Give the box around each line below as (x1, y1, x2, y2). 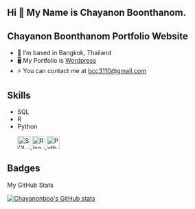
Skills (7, 89, 31, 101)
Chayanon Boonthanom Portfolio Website (7, 30, 189, 42)
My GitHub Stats (7, 181, 54, 189)
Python (16, 122, 38, 131)
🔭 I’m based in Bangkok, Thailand (16, 49, 112, 57)
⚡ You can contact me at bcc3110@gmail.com (16, 67, 146, 75)
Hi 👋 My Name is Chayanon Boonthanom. (7, 7, 187, 19)
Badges (7, 163, 41, 175)
